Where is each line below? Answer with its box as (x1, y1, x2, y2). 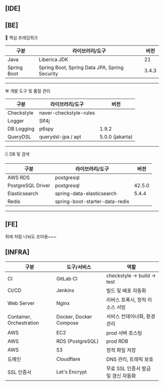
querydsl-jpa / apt (39, 133, 82, 140)
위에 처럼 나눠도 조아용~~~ (5, 233, 57, 240)
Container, (7, 313, 32, 320)
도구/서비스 (66, 263, 91, 270)
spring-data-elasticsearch (55, 190, 117, 197)
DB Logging (7, 126, 35, 132)
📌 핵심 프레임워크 (5, 35, 38, 41)
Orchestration (7, 319, 39, 326)
